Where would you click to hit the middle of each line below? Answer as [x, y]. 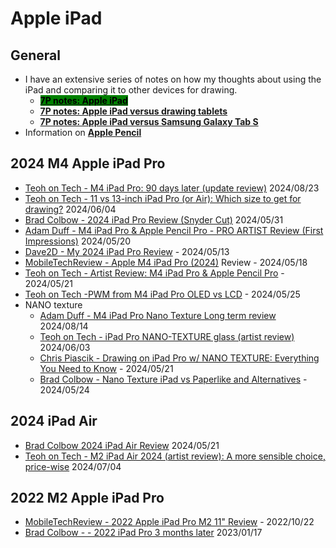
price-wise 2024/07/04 [73, 466]
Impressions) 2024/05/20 [78, 241]
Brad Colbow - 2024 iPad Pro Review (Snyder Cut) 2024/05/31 [154, 219]
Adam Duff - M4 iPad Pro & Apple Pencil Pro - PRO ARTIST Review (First [174, 230]
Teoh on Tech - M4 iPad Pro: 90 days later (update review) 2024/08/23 [172, 188]
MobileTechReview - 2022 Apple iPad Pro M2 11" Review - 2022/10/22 [169, 522]
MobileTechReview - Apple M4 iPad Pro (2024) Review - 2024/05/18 [166, 262]
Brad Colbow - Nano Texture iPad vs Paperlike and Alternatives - [173, 379]
